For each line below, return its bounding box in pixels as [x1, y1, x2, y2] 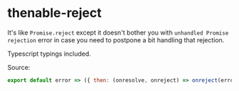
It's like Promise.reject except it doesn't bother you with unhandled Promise [7, 28, 229, 37]
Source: [7, 63, 31, 71]
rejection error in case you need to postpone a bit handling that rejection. [7, 35, 225, 44]
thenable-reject [7, 5, 102, 21]
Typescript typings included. [7, 49, 91, 58]
